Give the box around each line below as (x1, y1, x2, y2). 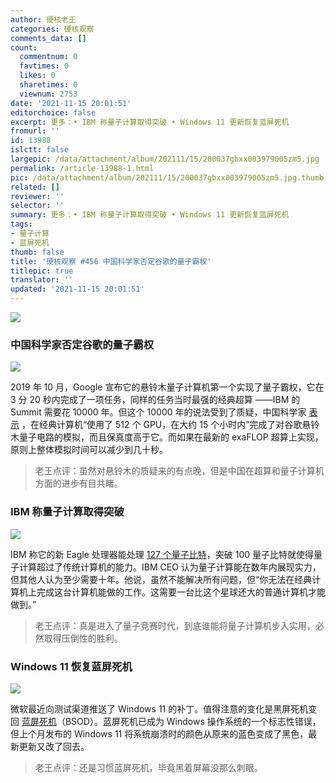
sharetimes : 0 (19, 80, 78, 90)
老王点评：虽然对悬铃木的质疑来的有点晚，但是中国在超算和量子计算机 (34, 465, 325, 477)
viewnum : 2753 (19, 89, 78, 99)
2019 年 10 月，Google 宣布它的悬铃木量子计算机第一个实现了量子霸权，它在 (10, 381, 325, 393)
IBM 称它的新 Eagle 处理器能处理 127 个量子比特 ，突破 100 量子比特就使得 (10, 548, 315, 560)
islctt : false (10, 145, 70, 155)
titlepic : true (10, 266, 74, 276)
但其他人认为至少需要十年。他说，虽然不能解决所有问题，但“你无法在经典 (10, 573, 313, 585)
